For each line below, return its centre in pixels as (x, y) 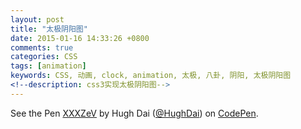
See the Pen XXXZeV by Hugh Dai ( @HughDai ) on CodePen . (134, 113)
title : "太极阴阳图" (49, 29)
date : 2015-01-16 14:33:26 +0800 (80, 38)
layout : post (37, 19)
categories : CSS (44, 57)
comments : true (42, 47)
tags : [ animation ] (48, 66)
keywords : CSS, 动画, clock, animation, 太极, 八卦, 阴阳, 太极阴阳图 (151, 76)
